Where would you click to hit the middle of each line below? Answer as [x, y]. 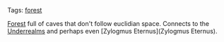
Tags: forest [25, 10]
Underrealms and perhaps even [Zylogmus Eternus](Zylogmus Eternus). [112, 31]
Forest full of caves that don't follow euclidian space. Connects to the [108, 23]
